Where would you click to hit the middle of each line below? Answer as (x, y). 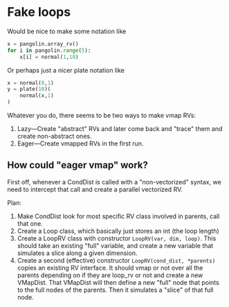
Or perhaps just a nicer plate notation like (66, 70)
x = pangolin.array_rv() (43, 44)
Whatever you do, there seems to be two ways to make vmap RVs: (102, 116)
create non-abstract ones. (54, 137)
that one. (30, 223)
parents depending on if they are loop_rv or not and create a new (110, 275)
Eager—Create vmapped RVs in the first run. (80, 143)
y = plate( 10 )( (29, 89)
